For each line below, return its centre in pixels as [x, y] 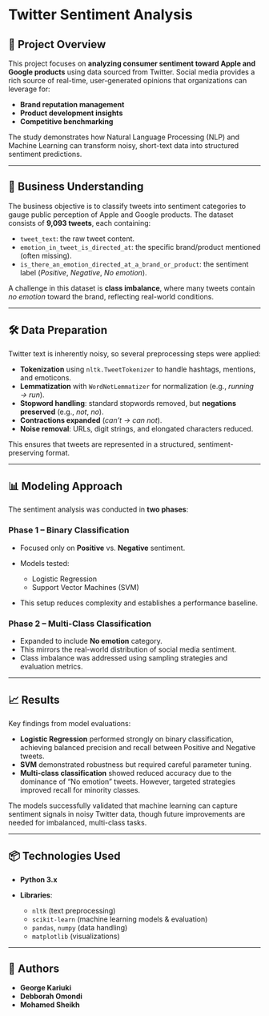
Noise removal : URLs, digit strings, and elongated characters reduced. [137, 428]
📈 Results [34, 700]
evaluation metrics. [51, 667]
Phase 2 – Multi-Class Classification [80, 624]
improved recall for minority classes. [80, 789]
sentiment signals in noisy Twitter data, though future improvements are [127, 813]
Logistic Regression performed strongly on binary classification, [126, 739]
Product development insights [71, 113]
